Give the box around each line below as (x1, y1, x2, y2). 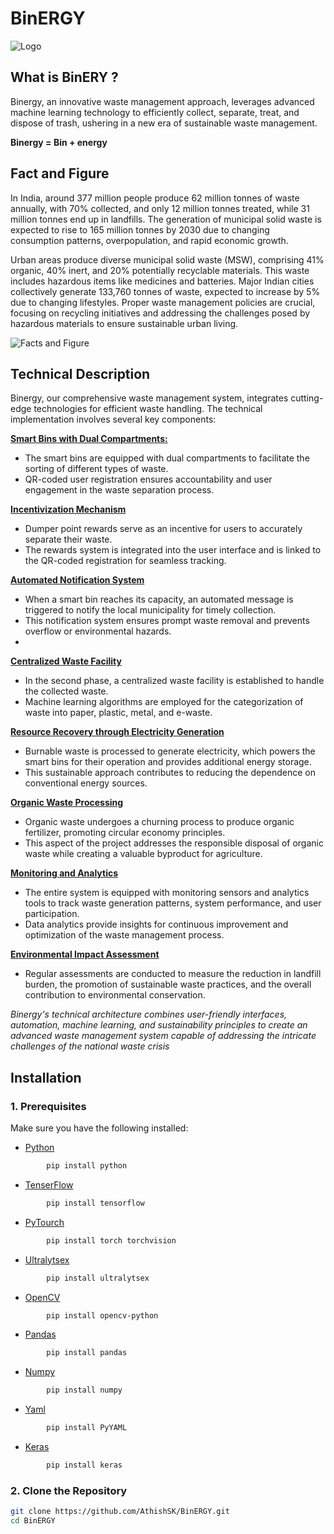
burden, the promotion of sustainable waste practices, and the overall (24, 978, 312, 991)
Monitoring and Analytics (10, 867, 119, 879)
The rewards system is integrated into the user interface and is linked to (24, 544, 322, 556)
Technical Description (10, 365, 151, 382)
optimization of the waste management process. (24, 929, 225, 941)
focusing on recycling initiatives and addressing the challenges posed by (10, 307, 311, 319)
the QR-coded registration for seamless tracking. (24, 555, 227, 567)
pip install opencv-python (46, 1310, 159, 1321)
